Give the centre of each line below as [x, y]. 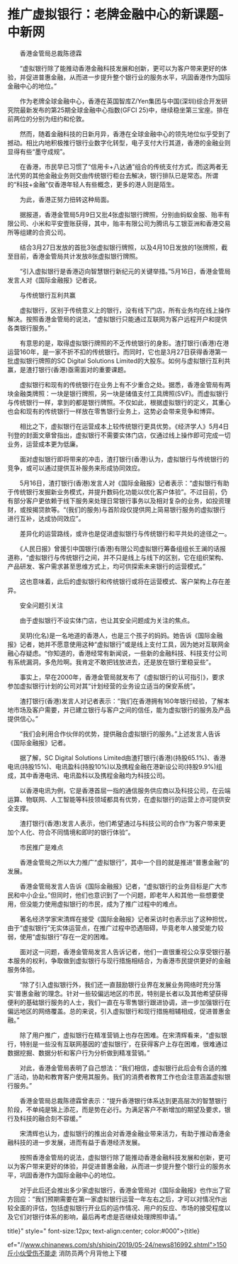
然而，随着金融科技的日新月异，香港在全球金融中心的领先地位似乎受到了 [125, 134]
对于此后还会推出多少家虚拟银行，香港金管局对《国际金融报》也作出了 [122, 1190]
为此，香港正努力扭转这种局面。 [66, 199]
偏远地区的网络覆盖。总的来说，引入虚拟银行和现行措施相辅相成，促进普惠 [116, 1011]
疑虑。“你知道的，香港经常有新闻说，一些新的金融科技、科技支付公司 [127, 653]
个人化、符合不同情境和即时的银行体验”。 [74, 832]
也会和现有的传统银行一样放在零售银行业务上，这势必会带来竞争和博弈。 [113, 411]
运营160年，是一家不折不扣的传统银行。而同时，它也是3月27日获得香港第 [114, 352]
